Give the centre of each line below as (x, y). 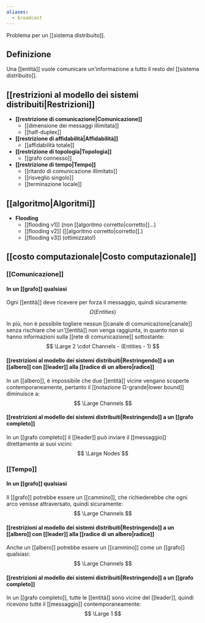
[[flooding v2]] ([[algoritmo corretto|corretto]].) (84, 231)
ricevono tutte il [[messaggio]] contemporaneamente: (74, 604)
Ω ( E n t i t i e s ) (103, 312)
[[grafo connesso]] (48, 158)
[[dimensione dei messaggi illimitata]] (72, 125)
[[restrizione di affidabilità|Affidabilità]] (66, 139)
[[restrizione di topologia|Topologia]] (63, 152)
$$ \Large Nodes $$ (103, 453)
